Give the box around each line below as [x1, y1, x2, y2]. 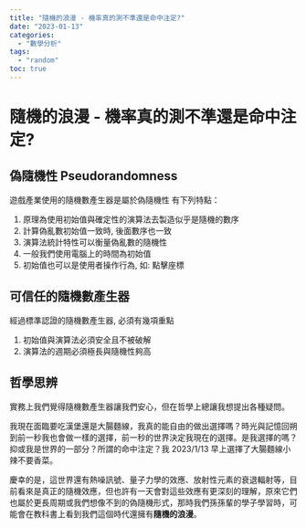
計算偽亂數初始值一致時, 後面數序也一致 [22, 225, 172, 236]
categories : [9, 30, 55, 39]
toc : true [9, 65, 47, 74]
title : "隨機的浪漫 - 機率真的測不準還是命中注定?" [9, 13, 185, 23]
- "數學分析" [17, 38, 62, 48]
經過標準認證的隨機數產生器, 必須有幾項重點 [9, 314, 174, 325]
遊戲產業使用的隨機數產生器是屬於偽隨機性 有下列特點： [9, 194, 220, 206]
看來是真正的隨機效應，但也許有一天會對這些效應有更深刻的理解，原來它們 [16, 485, 298, 496]
